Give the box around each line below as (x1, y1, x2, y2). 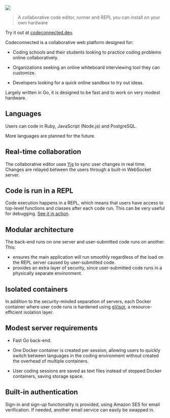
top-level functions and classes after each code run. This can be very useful (5, 205, 165, 212)
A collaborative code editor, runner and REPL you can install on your (17, 14, 160, 20)
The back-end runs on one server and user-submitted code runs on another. (5, 239, 165, 245)
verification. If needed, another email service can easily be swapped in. (5, 406, 155, 413)
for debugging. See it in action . (5, 211, 70, 217)
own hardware (17, 20, 48, 25)
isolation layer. (23, 309, 54, 316)
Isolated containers (5, 285, 68, 294)
